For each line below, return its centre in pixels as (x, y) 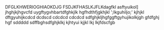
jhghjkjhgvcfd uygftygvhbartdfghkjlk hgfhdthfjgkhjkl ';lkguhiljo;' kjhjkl (75, 12)
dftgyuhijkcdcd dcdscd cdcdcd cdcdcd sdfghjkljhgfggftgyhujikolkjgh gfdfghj (82, 17)
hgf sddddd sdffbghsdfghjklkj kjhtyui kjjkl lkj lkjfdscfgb (60, 22)
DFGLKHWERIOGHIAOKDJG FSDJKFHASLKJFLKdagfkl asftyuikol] (72, 7)
